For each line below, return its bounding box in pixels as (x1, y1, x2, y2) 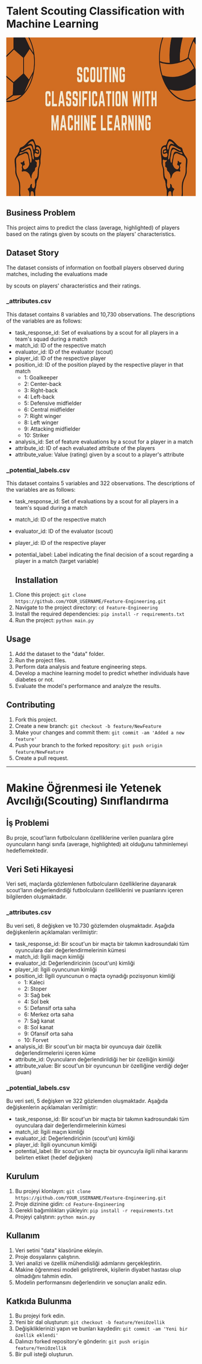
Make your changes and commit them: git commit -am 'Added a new (14, 729, 185, 736)
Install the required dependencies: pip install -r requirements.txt (14, 610, 185, 617)
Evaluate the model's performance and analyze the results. (14, 682, 161, 689)
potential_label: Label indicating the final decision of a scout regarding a (14, 551, 194, 558)
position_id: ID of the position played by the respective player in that (14, 361, 183, 368)
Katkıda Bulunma (6, 1296, 72, 1307)
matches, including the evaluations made (6, 270, 108, 277)
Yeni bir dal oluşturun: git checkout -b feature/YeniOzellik (14, 1319, 165, 1326)
